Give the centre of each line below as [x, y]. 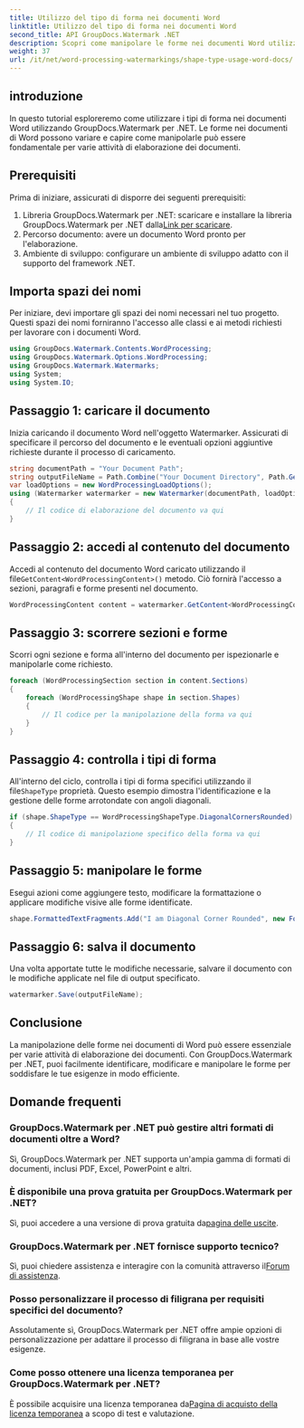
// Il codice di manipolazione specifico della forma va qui [143, 833]
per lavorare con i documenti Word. [76, 332]
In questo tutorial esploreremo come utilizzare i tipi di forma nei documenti [148, 118]
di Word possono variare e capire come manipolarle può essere [128, 138]
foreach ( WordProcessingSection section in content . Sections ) [129, 681]
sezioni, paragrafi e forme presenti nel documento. [104, 588]
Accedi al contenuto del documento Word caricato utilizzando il [128, 569]
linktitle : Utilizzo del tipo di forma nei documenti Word [123, 26]
